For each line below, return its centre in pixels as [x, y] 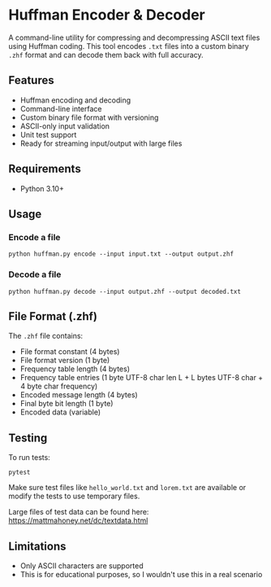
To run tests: [29, 458]
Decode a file [35, 274]
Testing [28, 438]
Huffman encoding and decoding [75, 100]
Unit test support [48, 134]
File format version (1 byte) [65, 361]
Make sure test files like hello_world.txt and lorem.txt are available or [127, 488]
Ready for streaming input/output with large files [101, 143]
